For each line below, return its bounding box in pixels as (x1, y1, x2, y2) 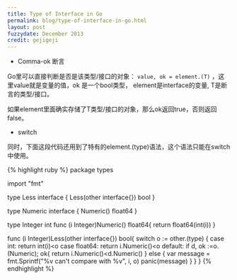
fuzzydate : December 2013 (7, 30, 83, 38)
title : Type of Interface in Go (7, 10, 103, 18)
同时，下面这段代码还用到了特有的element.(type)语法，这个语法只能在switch (7, 142, 231, 151)
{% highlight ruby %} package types (7, 166, 114, 174)
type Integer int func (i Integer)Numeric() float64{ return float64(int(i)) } (7, 220, 216, 229)
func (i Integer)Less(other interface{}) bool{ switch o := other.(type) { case (7, 235, 224, 243)
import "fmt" (7, 179, 44, 188)
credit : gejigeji (7, 37, 59, 44)
